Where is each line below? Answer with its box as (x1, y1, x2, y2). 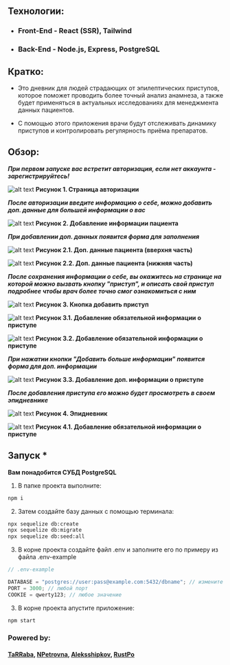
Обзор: (8, 146, 40, 158)
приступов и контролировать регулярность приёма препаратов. (17, 126, 208, 135)
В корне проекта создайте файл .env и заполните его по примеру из (17, 545, 218, 554)
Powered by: (8, 633, 51, 643)
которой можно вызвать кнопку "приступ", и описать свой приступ (8, 280, 215, 288)
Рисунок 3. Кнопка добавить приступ (35, 300, 150, 308)
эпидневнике (8, 396, 49, 404)
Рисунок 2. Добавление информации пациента (35, 219, 179, 227)
